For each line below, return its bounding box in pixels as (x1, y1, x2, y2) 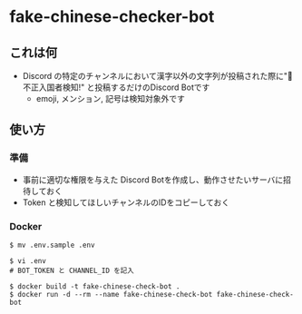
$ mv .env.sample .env (9, 240, 95, 250)
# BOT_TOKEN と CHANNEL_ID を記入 (9, 266, 134, 275)
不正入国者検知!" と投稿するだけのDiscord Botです (22, 82, 210, 93)
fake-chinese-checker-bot (9, 6, 215, 27)
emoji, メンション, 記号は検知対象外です (35, 93, 186, 103)
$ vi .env (9, 256, 47, 265)
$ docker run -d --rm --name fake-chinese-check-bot (9, 289, 213, 299)
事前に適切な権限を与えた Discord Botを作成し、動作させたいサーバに (22, 174, 284, 185)
